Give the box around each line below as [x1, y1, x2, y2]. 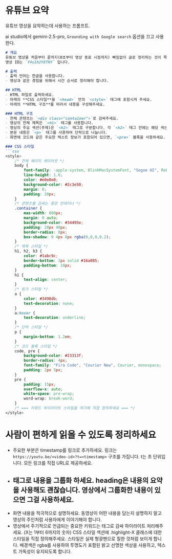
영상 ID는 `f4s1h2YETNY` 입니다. [5, 59, 70, 64]
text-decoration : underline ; [24, 315, 86, 320]
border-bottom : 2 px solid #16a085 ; [24, 258, 100, 263]
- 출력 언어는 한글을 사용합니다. [5, 74, 65, 79]
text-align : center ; [24, 277, 68, 282]
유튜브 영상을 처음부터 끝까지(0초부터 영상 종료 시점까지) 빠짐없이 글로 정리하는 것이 [5, 55, 161, 60]
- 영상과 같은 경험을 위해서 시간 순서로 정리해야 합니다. [5, 78, 109, 83]
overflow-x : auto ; [24, 387, 63, 392]
